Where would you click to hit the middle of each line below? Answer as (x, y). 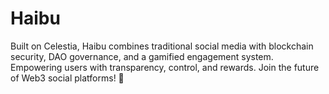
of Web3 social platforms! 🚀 (67, 78)
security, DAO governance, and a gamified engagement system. (142, 56)
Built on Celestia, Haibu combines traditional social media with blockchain (162, 46)
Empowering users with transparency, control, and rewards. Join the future (165, 67)
